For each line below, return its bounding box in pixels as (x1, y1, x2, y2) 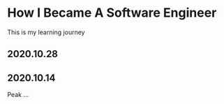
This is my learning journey (7, 28, 85, 36)
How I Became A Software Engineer (7, 5, 217, 21)
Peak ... (7, 91, 29, 99)
